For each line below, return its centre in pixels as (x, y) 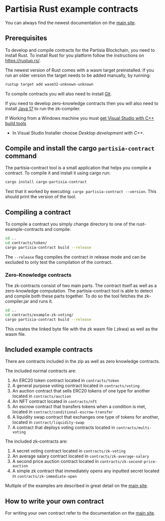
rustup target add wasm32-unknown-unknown (49, 84)
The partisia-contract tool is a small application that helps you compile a (78, 168)
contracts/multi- (134, 428)
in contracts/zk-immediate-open (45, 476)
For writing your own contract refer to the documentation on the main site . (80, 513)
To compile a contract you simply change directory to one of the (70, 224)
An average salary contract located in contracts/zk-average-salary (81, 456)
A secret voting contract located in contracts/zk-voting (69, 451)
